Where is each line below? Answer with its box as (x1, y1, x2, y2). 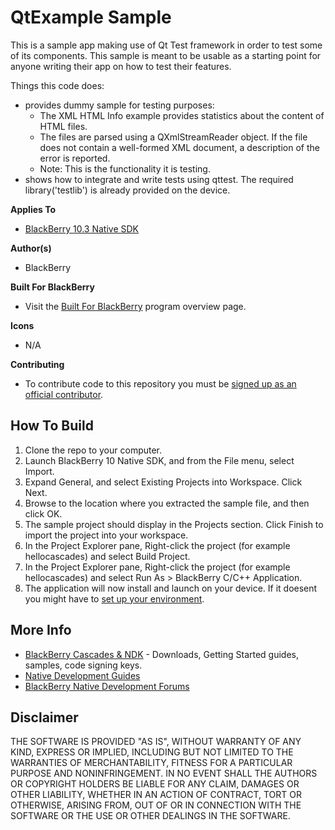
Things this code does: (10, 79, 105, 91)
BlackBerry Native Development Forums (24, 680, 190, 692)
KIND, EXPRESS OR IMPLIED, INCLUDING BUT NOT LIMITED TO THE (10, 746, 294, 758)
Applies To (10, 203, 57, 215)
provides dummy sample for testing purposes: (24, 99, 215, 111)
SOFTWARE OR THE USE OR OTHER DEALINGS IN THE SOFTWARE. (10, 810, 291, 822)
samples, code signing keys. (24, 659, 143, 671)
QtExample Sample (10, 6, 172, 29)
